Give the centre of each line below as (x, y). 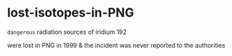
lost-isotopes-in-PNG (71, 13)
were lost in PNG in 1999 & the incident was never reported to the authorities (116, 45)
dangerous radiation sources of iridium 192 (67, 32)
